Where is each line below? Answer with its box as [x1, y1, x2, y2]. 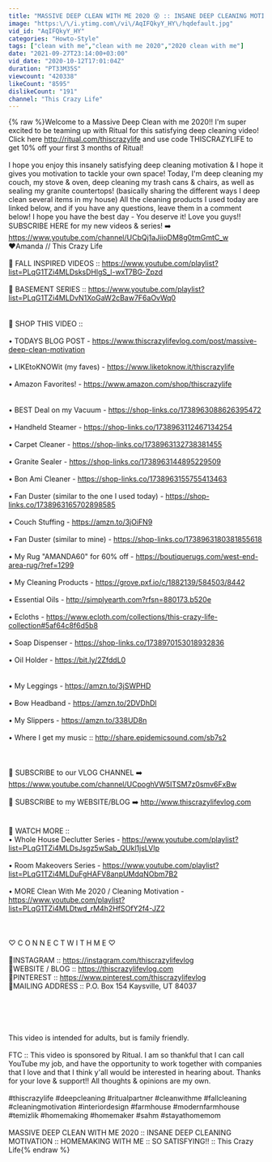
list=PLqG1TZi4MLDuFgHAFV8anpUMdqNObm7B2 [8, 869, 178, 879]
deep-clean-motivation [8, 345, 86, 355]
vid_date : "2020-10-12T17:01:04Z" [8, 58, 125, 66]
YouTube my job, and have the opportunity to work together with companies [8, 1059, 262, 1069]
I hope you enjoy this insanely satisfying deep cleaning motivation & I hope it [8, 160, 264, 170]
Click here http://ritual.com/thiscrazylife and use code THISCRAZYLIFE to [8, 135, 253, 144]
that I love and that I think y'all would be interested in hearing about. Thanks [8, 1068, 261, 1078]
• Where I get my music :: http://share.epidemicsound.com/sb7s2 [8, 733, 227, 742]
